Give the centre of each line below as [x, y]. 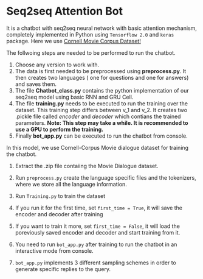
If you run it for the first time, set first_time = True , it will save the [98, 208]
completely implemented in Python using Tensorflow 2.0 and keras [90, 34]
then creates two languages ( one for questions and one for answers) [102, 77]
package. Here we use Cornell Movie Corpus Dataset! [74, 41]
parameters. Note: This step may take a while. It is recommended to [101, 122]
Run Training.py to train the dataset [60, 196]
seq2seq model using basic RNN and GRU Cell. [74, 97]
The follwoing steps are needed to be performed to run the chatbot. [91, 52]
